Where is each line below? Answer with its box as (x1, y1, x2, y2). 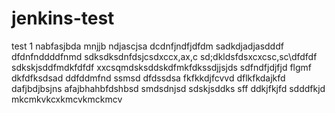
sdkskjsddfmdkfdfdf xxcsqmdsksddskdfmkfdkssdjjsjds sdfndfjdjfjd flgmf (11, 61, 313, 73)
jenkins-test (11, 7, 115, 30)
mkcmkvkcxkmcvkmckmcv (11, 93, 123, 105)
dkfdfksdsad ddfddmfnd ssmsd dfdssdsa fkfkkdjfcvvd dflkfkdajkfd (11, 72, 286, 84)
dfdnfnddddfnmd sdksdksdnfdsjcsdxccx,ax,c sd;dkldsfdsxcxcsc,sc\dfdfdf (11, 50, 318, 62)
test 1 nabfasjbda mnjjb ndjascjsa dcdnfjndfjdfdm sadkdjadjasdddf (11, 40, 284, 52)
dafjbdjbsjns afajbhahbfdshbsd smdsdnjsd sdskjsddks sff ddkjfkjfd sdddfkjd (11, 82, 326, 94)
